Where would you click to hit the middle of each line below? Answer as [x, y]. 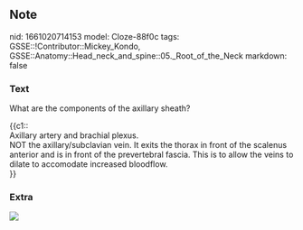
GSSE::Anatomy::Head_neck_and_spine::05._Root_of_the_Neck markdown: [148, 55]
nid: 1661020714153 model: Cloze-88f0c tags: [95, 36]
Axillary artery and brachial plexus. [74, 135]
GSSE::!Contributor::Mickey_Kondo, [75, 46]
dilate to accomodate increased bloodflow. [89, 164]
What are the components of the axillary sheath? [100, 108]
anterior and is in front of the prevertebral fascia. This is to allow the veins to [151, 155]
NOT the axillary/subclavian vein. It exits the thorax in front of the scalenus [148, 145]
